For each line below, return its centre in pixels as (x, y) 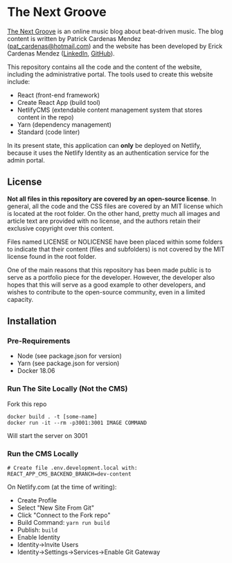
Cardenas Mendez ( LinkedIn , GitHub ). (61, 53)
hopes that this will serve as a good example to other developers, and (106, 285)
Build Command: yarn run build (63, 523)
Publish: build (37, 530)
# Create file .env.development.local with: (72, 468)
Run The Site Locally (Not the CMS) (68, 389)
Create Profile (37, 501)
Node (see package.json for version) (70, 356)
